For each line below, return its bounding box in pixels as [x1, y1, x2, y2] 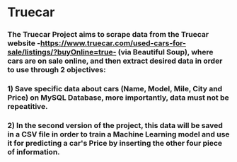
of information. [7, 146, 60, 156]
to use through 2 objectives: [7, 65, 106, 75]
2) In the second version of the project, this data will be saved [7, 120, 223, 130]
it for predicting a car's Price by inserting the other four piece [7, 138, 223, 148]
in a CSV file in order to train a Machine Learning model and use [7, 129, 230, 139]
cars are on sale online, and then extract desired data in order [7, 56, 223, 66]
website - [7, 38, 41, 48]
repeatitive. [7, 102, 48, 112]
